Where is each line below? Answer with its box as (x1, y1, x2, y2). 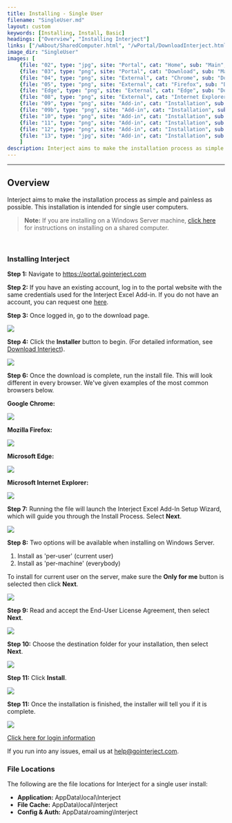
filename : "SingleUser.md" (7, 17, 85, 23)
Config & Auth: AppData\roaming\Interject (17, 808, 138, 816)
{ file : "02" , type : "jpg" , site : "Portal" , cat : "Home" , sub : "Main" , (19, 62, 227, 68)
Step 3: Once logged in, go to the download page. (7, 312, 150, 320)
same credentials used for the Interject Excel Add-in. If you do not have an (7, 291, 219, 299)
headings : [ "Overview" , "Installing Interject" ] (7, 36, 150, 43)
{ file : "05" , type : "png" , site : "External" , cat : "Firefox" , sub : (19, 81, 218, 88)
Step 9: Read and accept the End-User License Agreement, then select (7, 606, 210, 615)
